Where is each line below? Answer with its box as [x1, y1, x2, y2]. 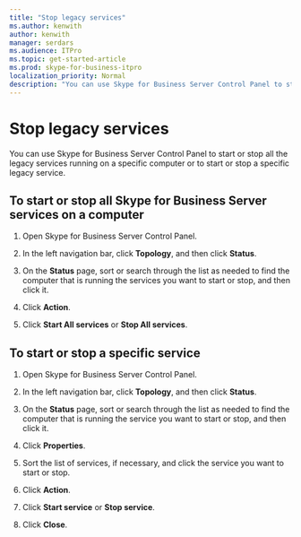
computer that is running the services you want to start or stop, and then [21, 275, 291, 286]
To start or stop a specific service [9, 345, 201, 360]
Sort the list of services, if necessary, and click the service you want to [21, 458, 285, 469]
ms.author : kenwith [9, 22, 82, 30]
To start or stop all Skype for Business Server [9, 193, 267, 208]
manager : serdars [9, 38, 74, 48]
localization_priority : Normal [9, 72, 126, 81]
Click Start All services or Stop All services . [21, 319, 188, 330]
